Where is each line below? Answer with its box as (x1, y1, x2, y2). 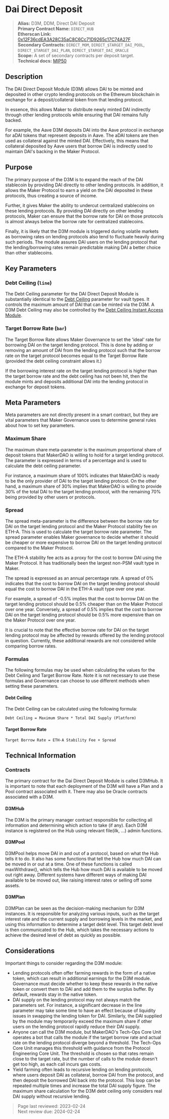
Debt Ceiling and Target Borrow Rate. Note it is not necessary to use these (5, 673, 160, 679)
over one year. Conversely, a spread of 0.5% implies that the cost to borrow (5, 606, 163, 612)
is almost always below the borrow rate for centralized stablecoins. (5, 218, 145, 224)
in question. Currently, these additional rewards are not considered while (5, 637, 156, 643)
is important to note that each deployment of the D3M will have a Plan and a (5, 783, 163, 789)
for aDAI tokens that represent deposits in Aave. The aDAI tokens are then (5, 132, 159, 138)
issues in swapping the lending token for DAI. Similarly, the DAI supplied (12, 1012, 162, 1019)
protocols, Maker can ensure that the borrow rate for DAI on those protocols (5, 213, 163, 219)
